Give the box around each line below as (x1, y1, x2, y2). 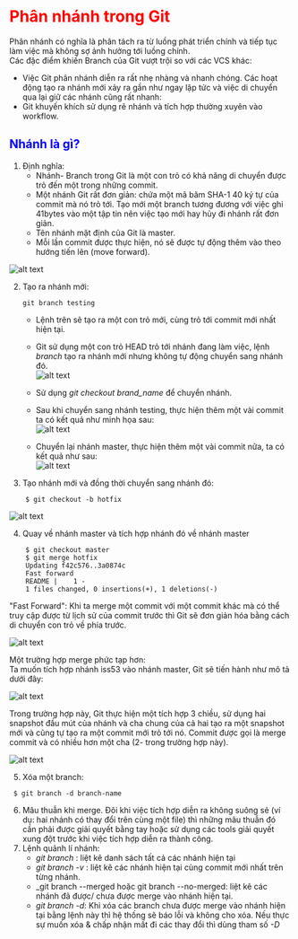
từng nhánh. (35, 871, 81, 882)
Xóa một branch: (21, 771, 84, 782)
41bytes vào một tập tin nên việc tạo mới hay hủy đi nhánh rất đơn (35, 208, 279, 219)
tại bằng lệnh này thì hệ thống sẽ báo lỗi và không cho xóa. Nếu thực (35, 909, 290, 920)
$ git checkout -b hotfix (25, 495, 123, 504)
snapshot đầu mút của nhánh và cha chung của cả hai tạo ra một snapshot (9, 717, 285, 728)
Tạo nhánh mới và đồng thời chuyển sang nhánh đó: (21, 478, 215, 488)
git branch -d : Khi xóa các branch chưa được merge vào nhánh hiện (35, 900, 286, 910)
